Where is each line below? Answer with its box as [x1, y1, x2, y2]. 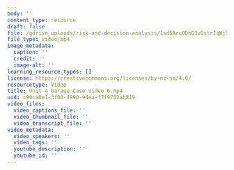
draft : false [7, 23, 45, 30]
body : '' [7, 10, 33, 17]
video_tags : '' [13, 139, 58, 146]
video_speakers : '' [13, 133, 70, 139]
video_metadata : [7, 126, 54, 133]
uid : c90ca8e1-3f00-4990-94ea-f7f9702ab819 [7, 94, 136, 101]
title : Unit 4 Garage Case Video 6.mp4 [7, 87, 123, 94]
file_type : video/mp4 [7, 36, 70, 43]
